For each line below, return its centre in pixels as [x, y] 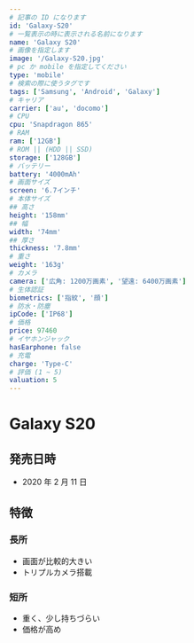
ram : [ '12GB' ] [35, 141]
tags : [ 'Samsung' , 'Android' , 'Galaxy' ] [85, 91]
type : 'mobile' [37, 75]
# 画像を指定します [40, 51]
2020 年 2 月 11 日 [54, 482]
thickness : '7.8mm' [45, 248]
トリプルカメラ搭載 [57, 572]
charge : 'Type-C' [41, 364]
